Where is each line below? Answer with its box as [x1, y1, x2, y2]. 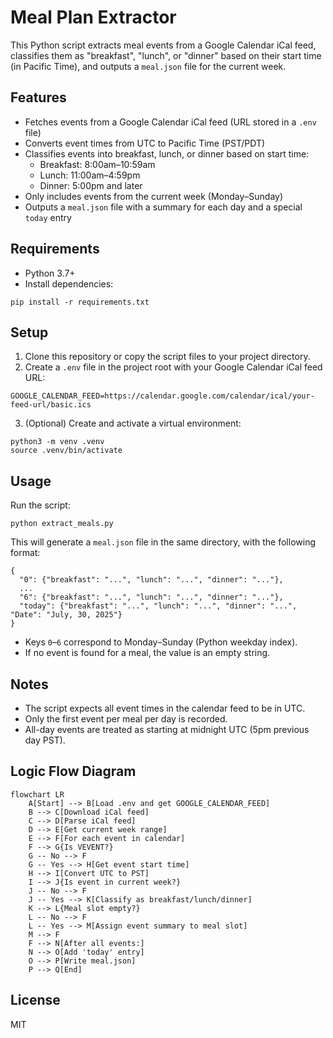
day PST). [24, 734, 66, 746]
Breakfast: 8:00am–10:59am [39, 158, 156, 170]
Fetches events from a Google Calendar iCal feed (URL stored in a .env [24, 116, 317, 128]
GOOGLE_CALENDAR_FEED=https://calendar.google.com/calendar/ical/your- [10, 391, 315, 401]
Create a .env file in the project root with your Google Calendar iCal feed [24, 361, 323, 373]
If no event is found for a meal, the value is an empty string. [24, 647, 271, 659]
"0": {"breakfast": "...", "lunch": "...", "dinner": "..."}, [19, 575, 284, 585]
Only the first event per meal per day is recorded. [24, 713, 228, 725]
